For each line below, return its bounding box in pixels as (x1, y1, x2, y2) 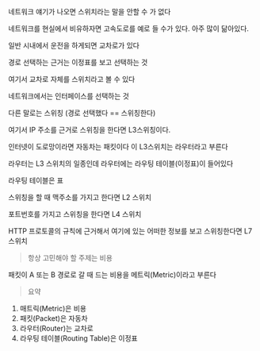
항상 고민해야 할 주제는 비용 (27, 253, 113, 262)
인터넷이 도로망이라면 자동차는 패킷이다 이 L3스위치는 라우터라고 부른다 (8, 142, 228, 151)
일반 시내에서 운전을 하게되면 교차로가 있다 (8, 40, 140, 50)
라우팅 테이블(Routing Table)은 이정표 (19, 334, 138, 343)
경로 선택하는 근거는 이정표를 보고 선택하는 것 (8, 58, 148, 67)
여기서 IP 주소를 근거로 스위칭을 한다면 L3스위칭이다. (8, 125, 171, 134)
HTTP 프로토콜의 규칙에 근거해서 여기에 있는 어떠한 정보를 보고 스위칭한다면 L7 (8, 226, 252, 236)
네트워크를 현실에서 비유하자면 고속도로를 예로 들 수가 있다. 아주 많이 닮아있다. (8, 24, 250, 33)
